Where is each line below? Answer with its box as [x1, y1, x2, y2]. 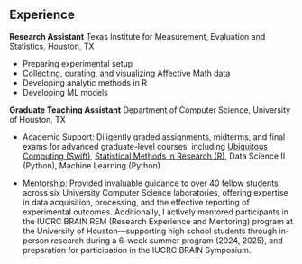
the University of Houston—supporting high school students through [22, 225, 278, 236]
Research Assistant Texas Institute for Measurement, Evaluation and [9, 31, 266, 41]
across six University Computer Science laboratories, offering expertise [22, 187, 288, 197]
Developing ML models [22, 86, 108, 97]
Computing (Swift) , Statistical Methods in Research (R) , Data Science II [22, 150, 286, 161]
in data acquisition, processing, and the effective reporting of [22, 196, 250, 207]
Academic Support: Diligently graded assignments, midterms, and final [22, 131, 286, 142]
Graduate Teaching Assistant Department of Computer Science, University [9, 104, 291, 115]
